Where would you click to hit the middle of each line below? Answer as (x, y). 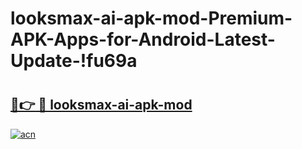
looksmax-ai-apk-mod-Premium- (151, 18)
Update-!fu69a (74, 61)
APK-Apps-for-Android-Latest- (143, 39)
